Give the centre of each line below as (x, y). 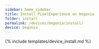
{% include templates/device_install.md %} (48, 41)
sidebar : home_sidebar (28, 9)
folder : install (21, 18)
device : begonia (21, 28)
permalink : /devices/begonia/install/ (44, 23)
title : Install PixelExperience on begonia (50, 14)
